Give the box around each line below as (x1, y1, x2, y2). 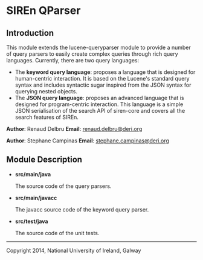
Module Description (6, 155, 83, 165)
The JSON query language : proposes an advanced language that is (14, 95, 184, 101)
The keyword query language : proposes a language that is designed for (14, 68, 196, 76)
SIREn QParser (6, 4, 81, 18)
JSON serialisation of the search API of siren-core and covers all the (14, 107, 185, 114)
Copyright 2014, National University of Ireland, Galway (6, 247, 141, 254)
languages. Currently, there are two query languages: (6, 57, 140, 64)
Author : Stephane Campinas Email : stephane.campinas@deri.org (6, 137, 169, 144)
